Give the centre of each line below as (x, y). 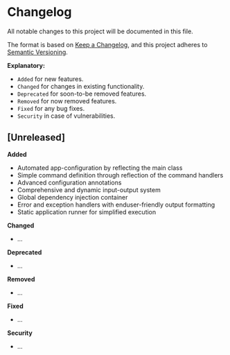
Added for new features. (50, 79)
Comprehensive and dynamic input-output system (89, 190)
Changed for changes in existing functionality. (81, 86)
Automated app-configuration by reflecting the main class (100, 168)
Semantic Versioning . (37, 52)
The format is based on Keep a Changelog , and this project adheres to (107, 44)
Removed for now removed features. (67, 101)
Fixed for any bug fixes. (51, 108)
